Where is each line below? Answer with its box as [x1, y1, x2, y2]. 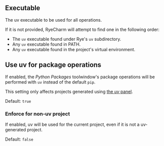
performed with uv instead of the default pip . [5, 79, 96, 85]
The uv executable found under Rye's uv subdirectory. [12, 36, 121, 42]
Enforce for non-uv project [5, 110, 70, 117]
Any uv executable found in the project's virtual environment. [12, 46, 136, 52]
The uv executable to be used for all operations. [5, 17, 102, 23]
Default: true [5, 98, 31, 104]
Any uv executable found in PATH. [12, 41, 81, 47]
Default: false [5, 136, 33, 142]
